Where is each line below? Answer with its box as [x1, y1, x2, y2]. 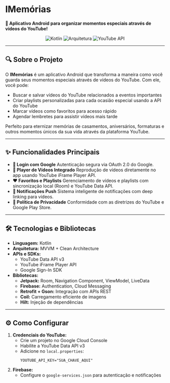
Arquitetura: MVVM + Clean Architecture [12, 246, 99, 252]
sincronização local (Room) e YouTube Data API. [12, 183, 114, 189]
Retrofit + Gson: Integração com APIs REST [20, 289, 112, 295]
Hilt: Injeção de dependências [20, 299, 83, 305]
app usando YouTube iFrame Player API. [12, 172, 96, 178]
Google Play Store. [12, 204, 52, 210]
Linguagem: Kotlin [12, 240, 52, 246]
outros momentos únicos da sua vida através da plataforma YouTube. [5, 128, 150, 134]
